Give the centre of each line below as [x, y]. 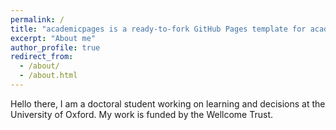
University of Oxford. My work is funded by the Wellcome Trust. [141, 114]
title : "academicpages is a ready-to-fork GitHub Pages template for [158, 29]
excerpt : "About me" [53, 38]
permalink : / [37, 19]
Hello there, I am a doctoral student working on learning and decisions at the [168, 103]
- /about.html [48, 76]
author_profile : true [55, 47]
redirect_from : [42, 57]
